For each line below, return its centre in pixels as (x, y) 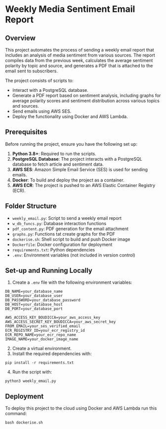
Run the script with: (32, 372)
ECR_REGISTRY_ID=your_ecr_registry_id (45, 331)
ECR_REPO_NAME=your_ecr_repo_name (41, 335)
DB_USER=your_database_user (34, 296)
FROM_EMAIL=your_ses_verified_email (43, 326)
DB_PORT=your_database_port (34, 309)
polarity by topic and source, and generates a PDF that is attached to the (79, 66)
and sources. (26, 106)
